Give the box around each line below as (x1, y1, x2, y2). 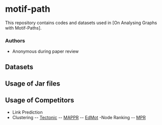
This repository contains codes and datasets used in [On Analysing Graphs (5, 20, 158, 26)
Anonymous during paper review (12, 48, 79, 55)
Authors (5, 37, 26, 44)
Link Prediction (12, 109, 43, 115)
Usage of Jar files (5, 80, 61, 88)
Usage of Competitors (5, 96, 74, 104)
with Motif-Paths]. (5, 25, 42, 31)
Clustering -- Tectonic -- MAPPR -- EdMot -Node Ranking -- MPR (12, 114, 146, 120)
